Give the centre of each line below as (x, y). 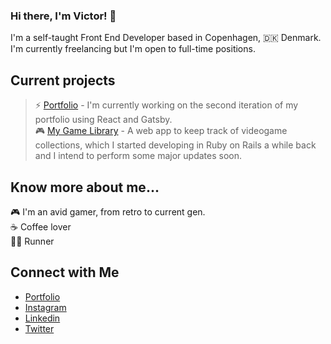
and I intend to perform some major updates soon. (138, 156)
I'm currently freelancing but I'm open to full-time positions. (133, 49)
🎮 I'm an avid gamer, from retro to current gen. (108, 211)
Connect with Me (65, 272)
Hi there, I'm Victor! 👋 (63, 16)
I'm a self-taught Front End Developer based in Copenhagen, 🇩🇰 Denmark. (166, 38)
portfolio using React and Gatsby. (103, 120)
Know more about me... (85, 187)
